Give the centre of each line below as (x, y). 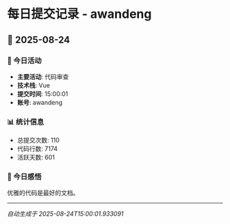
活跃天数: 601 (36, 158)
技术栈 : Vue (33, 85)
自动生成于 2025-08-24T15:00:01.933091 (65, 214)
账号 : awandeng (40, 102)
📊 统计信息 (26, 122)
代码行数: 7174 (37, 149)
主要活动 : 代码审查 (43, 77)
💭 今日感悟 (25, 177)
